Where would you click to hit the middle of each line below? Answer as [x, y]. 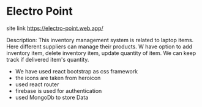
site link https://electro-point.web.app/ [55, 28]
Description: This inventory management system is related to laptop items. [100, 40]
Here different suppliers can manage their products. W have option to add [99, 46]
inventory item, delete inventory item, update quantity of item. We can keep [101, 53]
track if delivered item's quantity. [48, 59]
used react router [37, 84]
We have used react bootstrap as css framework [77, 71]
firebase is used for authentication [58, 90]
